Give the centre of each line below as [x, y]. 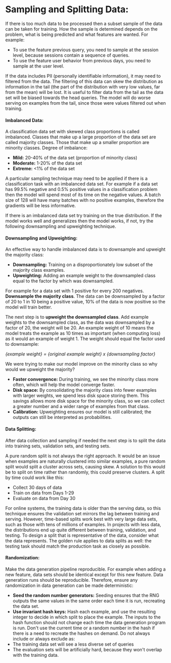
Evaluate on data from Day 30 [44, 498]
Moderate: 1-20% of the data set [47, 163]
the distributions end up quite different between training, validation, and [81, 530]
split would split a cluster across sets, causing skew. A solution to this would [86, 466]
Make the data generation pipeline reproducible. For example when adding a [86, 569]
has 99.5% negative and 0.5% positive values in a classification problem [81, 190]
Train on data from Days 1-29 [43, 493]
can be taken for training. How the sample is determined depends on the [81, 29]
